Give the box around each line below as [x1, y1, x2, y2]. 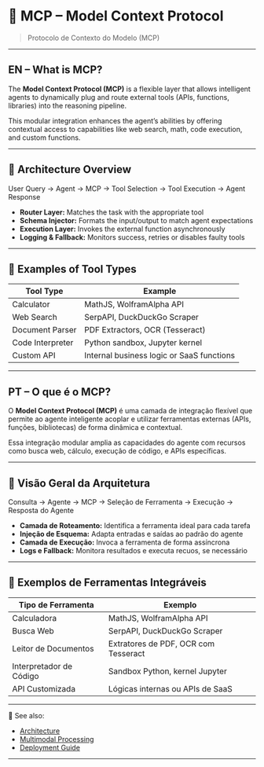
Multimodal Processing [19, 734, 94, 743]
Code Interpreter [12, 337, 74, 348]
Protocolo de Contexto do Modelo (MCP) [27, 33, 160, 42]
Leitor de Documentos [12, 643, 94, 654]
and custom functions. [8, 133, 81, 142]
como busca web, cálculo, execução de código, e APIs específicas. [8, 446, 226, 456]
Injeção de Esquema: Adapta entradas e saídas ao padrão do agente [19, 530, 244, 538]
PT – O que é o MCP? [8, 385, 112, 398]
